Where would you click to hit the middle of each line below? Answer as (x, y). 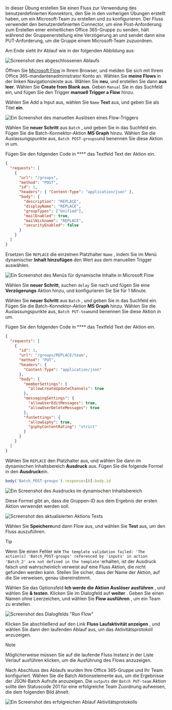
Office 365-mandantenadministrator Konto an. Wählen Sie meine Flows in (83, 76)
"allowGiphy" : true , (50, 422)
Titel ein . (15, 108)
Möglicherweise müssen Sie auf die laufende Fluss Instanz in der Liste (79, 655)
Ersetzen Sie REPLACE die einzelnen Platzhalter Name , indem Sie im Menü (81, 254)
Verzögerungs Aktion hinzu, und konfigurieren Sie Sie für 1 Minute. (76, 291)
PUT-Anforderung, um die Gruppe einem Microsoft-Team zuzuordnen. (79, 41)
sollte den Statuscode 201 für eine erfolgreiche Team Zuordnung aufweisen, (86, 686)
